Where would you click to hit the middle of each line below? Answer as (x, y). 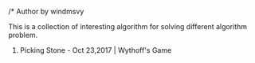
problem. (23, 35)
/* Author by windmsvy (46, 11)
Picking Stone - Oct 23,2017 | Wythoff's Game (96, 50)
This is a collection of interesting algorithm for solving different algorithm (128, 26)
